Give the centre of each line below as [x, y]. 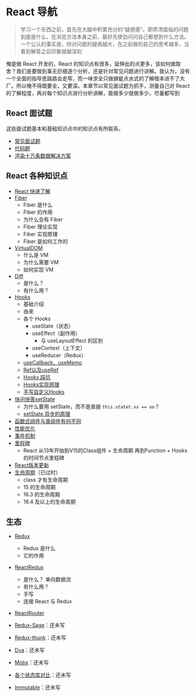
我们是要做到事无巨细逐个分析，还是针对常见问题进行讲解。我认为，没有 [103, 71]
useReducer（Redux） [59, 355]
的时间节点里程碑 [44, 458]
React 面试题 [29, 113]
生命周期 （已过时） [38, 472]
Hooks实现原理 [41, 384]
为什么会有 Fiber [43, 219]
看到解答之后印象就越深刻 [51, 51]
